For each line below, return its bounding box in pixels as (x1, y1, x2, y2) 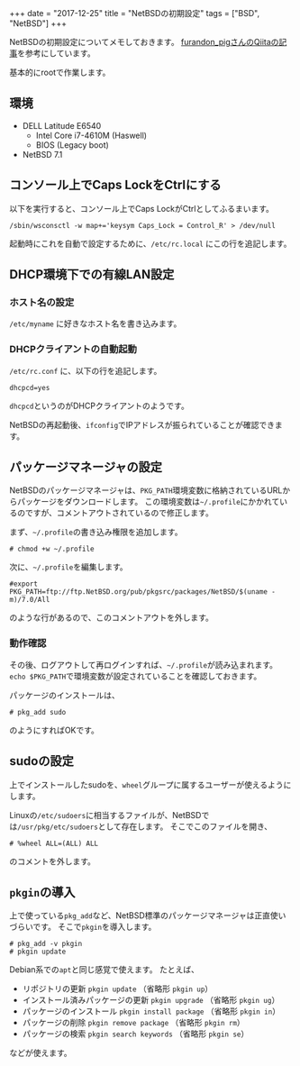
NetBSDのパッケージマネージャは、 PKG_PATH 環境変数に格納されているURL (9, 485, 283, 496)
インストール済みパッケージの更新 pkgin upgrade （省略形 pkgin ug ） (22, 995, 280, 1006)
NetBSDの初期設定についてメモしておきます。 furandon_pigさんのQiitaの (9, 37, 279, 47)
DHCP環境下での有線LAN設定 (9, 267, 175, 282)
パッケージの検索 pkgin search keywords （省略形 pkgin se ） (22, 1028, 250, 1039)
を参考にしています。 (17, 48, 96, 59)
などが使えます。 (9, 1048, 72, 1059)
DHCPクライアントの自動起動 (9, 343, 138, 356)
